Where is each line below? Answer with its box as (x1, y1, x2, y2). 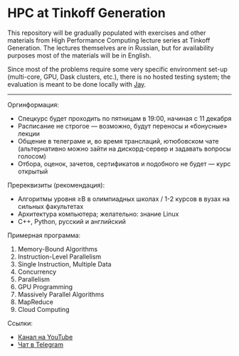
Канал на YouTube (17, 333, 73, 341)
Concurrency (17, 267, 57, 276)
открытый (17, 167, 48, 176)
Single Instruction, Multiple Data (17, 259, 112, 268)
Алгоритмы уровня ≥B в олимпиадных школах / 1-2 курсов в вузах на (17, 194, 230, 203)
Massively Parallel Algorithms (17, 290, 105, 298)
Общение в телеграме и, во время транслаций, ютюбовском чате (17, 136, 219, 145)
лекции (17, 129, 41, 138)
